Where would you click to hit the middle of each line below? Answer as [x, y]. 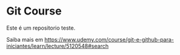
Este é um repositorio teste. [41, 28]
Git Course [34, 11]
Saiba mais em [25, 39]
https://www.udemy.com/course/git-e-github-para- [109, 39]
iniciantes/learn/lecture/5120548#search [57, 46]
